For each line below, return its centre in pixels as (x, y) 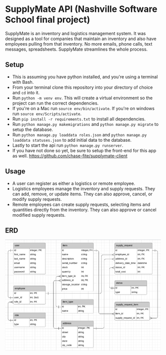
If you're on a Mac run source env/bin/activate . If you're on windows (83, 108)
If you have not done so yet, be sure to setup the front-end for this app (84, 150)
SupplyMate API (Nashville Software (81, 9)
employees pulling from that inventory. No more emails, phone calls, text (79, 44)
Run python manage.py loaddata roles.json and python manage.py (80, 134)
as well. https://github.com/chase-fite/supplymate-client (70, 156)
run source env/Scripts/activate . (47, 114)
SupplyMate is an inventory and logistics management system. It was (76, 33)
